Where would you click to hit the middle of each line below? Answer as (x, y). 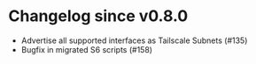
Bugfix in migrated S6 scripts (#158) (86, 49)
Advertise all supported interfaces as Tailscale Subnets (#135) (134, 40)
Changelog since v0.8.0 (98, 16)
